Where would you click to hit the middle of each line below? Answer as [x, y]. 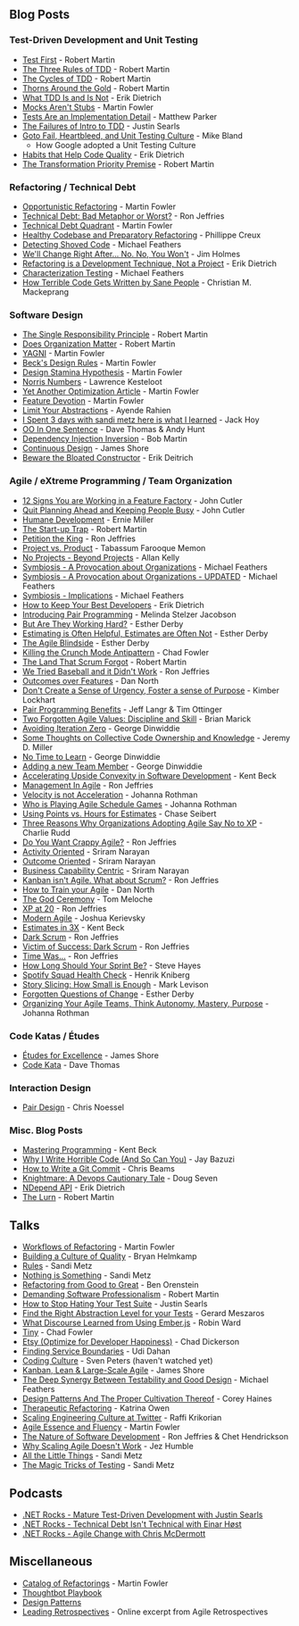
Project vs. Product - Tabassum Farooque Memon [114, 547]
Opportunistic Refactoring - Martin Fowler [99, 206]
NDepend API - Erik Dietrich [73, 1188]
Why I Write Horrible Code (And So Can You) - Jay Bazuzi [128, 1159]
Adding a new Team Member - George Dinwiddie [112, 766]
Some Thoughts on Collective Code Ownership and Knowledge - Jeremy [156, 738]
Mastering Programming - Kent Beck [89, 1150]
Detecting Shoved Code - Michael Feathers [101, 244]
